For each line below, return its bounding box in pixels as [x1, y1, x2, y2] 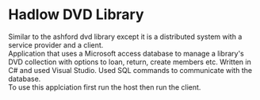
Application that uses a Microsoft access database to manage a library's [8, 48, 244, 58]
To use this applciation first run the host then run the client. [8, 82, 201, 92]
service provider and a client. [8, 40, 104, 49]
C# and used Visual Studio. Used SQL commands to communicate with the [8, 65, 252, 75]
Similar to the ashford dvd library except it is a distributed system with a [8, 32, 243, 41]
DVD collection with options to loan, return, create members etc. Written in [8, 57, 251, 67]
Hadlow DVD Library [8, 6, 144, 24]
